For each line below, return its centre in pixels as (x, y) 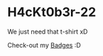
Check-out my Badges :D (44, 45)
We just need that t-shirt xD (48, 31)
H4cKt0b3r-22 (52, 12)
